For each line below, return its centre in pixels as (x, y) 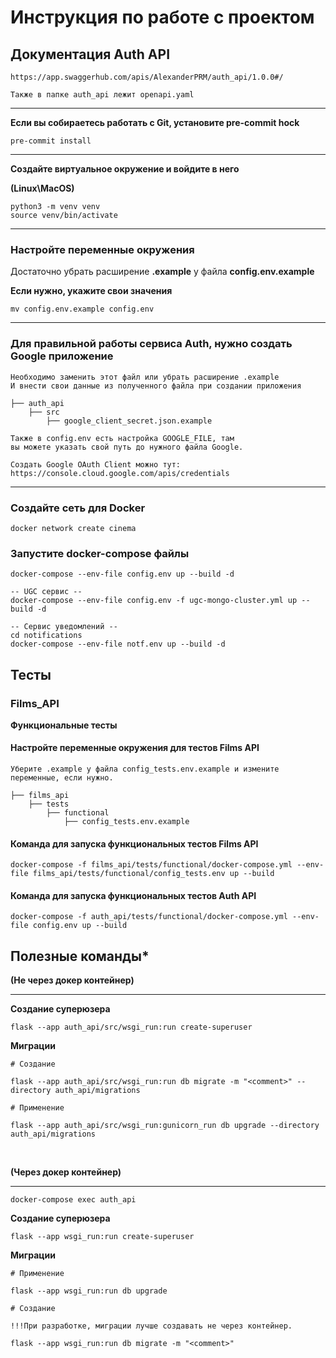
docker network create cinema (73, 528)
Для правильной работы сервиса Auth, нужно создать (151, 344)
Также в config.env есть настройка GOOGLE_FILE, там (122, 438)
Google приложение (62, 356)
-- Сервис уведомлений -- (64, 627)
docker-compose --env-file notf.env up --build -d (118, 644)
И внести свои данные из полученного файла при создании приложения (156, 386)
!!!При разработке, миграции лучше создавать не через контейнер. (151, 1326)
